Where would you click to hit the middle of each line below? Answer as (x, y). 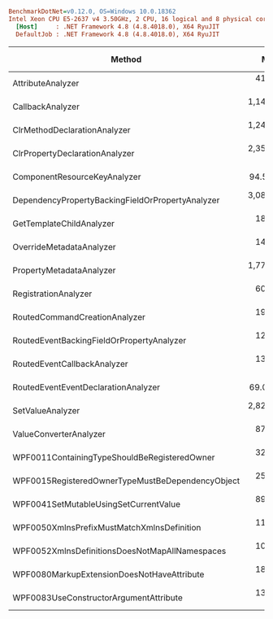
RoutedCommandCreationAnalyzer (79, 316)
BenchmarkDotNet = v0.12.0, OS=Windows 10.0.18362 (92, 11)
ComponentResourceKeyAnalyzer (77, 177)
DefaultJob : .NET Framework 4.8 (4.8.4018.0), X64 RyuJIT (118, 34)
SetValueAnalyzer (46, 410)
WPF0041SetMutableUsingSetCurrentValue (97, 503)
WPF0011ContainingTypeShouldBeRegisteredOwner (114, 457)
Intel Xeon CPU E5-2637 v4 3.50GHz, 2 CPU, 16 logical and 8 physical (130, 19)
